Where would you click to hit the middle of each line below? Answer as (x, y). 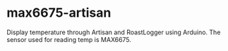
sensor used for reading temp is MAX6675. (69, 39)
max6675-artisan (59, 13)
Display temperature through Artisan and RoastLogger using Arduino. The (114, 32)
